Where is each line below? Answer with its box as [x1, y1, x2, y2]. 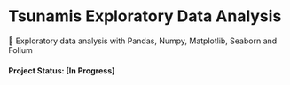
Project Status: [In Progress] [8, 65, 115, 76]
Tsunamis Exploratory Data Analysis [8, 6, 282, 27]
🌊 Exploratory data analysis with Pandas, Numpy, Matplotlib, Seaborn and [8, 35, 278, 46]
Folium [8, 44, 33, 55]
